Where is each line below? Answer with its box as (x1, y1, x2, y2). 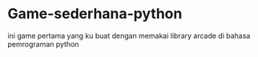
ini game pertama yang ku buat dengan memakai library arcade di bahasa (7, 31, 251, 40)
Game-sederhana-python (7, 5, 183, 23)
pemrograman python (7, 39, 79, 48)
